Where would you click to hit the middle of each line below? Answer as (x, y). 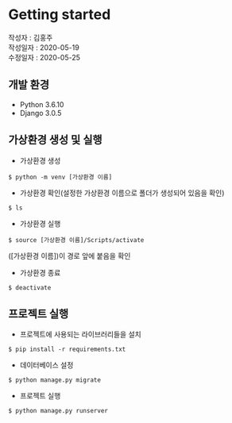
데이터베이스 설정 (46, 365)
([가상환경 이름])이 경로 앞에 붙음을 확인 (70, 256)
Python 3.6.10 (42, 104)
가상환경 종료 (40, 272)
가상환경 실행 (40, 223)
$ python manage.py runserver (58, 411)
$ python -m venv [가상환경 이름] (60, 177)
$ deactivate (30, 287)
